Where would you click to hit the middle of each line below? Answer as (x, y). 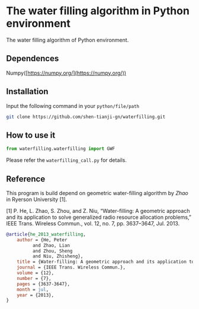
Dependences (33, 58)
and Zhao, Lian (51, 245)
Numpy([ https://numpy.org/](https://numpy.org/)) (66, 73)
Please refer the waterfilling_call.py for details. (67, 160)
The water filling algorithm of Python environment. (68, 40)
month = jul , (33, 289)
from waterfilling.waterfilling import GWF (61, 149)
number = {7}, (34, 278)
